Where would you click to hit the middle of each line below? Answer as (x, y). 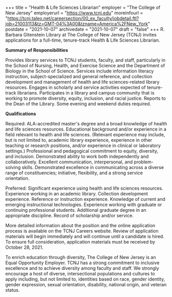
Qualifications (21, 114)
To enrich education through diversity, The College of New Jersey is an (81, 257)
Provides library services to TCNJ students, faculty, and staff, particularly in (85, 60)
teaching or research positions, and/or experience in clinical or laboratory (83, 145)
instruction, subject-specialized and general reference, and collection (79, 76)
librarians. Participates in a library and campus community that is (86, 93)
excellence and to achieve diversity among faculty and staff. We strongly (82, 268)
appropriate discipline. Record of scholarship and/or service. (70, 216)
